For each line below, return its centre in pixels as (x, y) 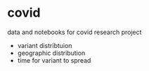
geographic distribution (51, 53)
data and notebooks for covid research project (74, 32)
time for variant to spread (54, 60)
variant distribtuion (45, 45)
